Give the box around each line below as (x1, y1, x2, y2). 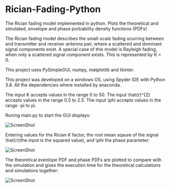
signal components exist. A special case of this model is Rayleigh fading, (5, 46, 157, 52)
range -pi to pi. (5, 102, 37, 108)
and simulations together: (5, 167, 59, 173)
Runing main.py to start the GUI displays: (5, 112, 91, 118)
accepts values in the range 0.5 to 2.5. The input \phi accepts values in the (5, 97, 161, 103)
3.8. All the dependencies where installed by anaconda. (5, 82, 121, 88)
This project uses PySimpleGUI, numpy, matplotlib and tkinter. (5, 67, 134, 73)
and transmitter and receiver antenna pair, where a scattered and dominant (5, 40, 162, 46)
